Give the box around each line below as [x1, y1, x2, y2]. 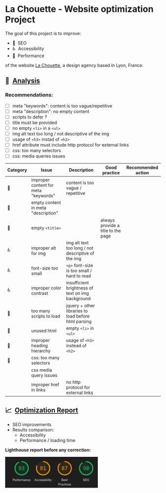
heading [31, 343, 48, 348]
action [135, 169, 149, 175]
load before [66, 313, 90, 319]
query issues [31, 372, 58, 378]
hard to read [66, 273, 91, 278]
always [100, 217, 115, 223]
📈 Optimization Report [5, 406, 79, 414]
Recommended [126, 164, 159, 170]
